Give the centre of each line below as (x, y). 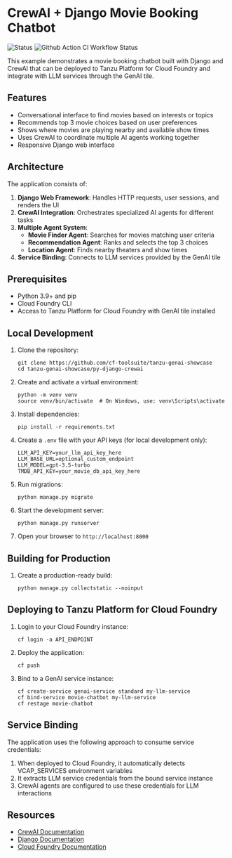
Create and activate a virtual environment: (78, 382)
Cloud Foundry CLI (45, 304)
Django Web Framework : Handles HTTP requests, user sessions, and (118, 197)
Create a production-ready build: (65, 575)
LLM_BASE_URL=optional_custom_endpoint (76, 459)
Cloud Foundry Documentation (62, 847)
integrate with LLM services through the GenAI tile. (81, 76)
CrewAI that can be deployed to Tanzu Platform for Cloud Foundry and (109, 68)
